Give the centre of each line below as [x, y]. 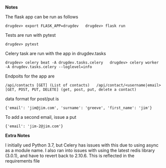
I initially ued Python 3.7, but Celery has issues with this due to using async [82, 145]
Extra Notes [18, 135]
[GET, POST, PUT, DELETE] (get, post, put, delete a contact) [71, 89]
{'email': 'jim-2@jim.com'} [34, 126]
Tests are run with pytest [31, 35]
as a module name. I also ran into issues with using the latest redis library [80, 150]
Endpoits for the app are [30, 76]
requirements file [23, 161]
